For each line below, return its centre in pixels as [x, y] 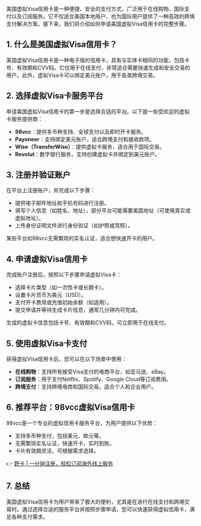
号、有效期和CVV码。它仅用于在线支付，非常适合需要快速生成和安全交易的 [98, 67]
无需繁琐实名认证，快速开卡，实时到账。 [65, 443]
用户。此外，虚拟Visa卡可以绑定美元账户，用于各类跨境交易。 [82, 75]
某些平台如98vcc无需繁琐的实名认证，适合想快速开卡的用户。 [82, 238]
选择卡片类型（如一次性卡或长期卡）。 [61, 287]
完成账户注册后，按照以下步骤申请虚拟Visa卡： [64, 275]
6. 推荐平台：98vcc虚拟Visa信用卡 [71, 408]
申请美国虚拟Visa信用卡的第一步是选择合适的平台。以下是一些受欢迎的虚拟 [98, 111]
